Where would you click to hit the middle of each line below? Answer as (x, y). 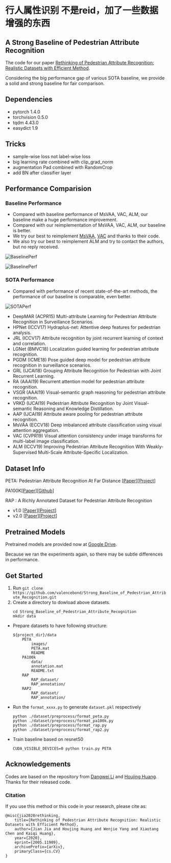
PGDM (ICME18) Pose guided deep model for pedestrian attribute (81, 359)
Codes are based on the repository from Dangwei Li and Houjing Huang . (81, 776)
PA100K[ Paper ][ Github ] (30, 491)
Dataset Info (25, 469)
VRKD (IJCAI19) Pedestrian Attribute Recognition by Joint (73, 403)
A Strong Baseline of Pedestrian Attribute (72, 42)
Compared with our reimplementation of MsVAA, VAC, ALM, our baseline (89, 225)
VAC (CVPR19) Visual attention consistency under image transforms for (87, 436)
